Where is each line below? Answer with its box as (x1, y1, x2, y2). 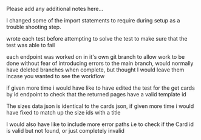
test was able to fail (6, 42, 55, 48)
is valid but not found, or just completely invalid (6, 127, 124, 134)
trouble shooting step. (6, 24, 62, 30)
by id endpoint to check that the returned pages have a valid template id (6, 91, 186, 98)
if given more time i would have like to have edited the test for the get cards (6, 84, 196, 92)
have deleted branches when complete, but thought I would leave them (6, 66, 185, 73)
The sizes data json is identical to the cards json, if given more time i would (6, 102, 194, 110)
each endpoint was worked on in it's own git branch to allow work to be (6, 53, 185, 60)
